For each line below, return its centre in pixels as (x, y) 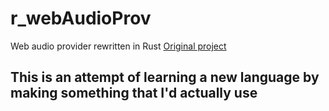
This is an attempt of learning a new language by (165, 77)
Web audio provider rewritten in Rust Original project (118, 46)
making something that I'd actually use (134, 93)
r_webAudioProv (81, 18)
